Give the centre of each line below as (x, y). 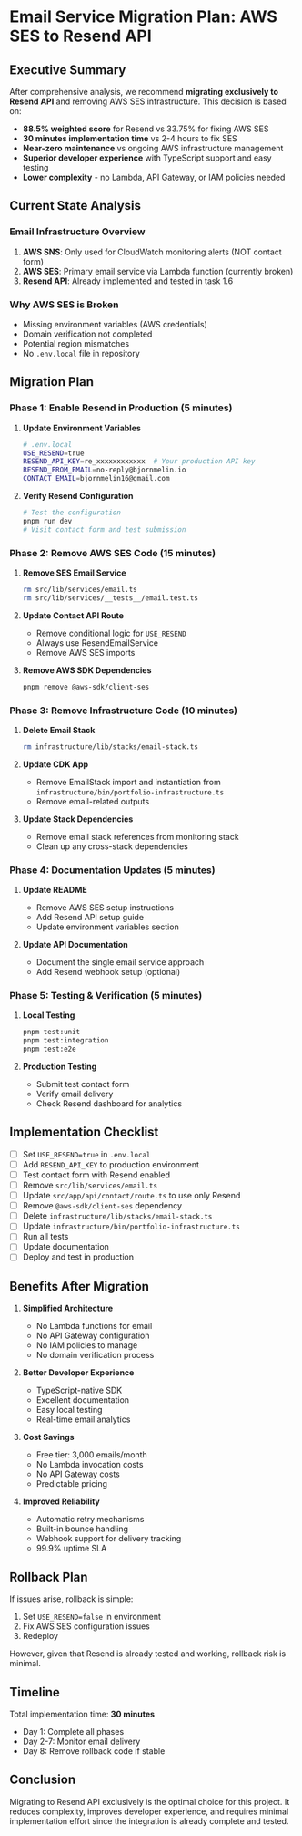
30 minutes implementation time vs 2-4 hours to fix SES (130, 138)
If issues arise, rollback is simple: (71, 1599)
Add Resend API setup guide (90, 918)
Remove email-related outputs (93, 801)
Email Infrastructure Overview (77, 232)
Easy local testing (69, 1410)
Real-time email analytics (83, 1419)
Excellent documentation (83, 1400)
